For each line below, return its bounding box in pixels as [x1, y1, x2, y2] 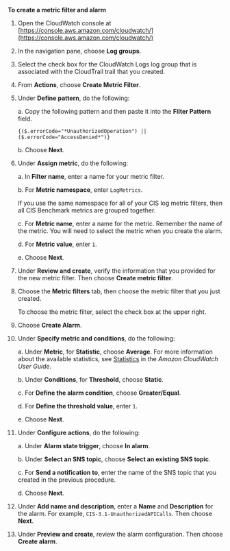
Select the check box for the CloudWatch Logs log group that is [17, 60, 197, 68]
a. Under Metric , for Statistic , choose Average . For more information [17, 347, 213, 356]
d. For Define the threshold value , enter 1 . [17, 402, 138, 410]
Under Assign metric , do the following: [17, 159, 129, 167]
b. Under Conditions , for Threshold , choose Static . [17, 376, 164, 383]
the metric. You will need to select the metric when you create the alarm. [17, 227, 223, 235]
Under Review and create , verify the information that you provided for [17, 267, 216, 275]
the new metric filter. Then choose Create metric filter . [17, 274, 174, 282]
